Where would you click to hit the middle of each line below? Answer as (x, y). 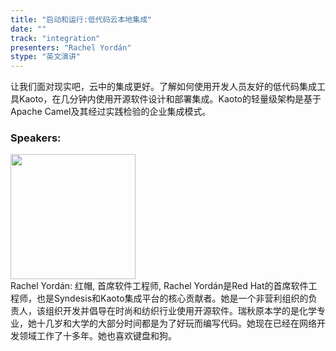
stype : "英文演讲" (46, 57)
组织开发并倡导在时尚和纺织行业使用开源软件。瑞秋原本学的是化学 (180, 311)
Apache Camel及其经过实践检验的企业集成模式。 (111, 112)
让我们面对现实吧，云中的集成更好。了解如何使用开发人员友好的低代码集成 (163, 87)
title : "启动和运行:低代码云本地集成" (81, 19)
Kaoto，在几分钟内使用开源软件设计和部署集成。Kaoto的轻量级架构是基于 (170, 99)
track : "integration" (55, 38)
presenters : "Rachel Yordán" (71, 47)
